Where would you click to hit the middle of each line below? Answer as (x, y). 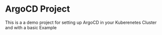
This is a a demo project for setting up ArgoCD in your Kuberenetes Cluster (81, 22)
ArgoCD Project (38, 9)
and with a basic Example (31, 27)
